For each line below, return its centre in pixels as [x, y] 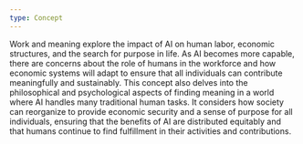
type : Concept [37, 18]
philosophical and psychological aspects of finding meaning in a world [142, 92]
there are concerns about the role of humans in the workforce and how [143, 63]
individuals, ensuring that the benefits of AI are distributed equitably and [145, 121]
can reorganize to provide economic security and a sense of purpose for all [151, 111]
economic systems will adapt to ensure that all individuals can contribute [146, 73]
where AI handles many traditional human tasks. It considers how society [147, 102]
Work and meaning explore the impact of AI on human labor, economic [142, 44]
